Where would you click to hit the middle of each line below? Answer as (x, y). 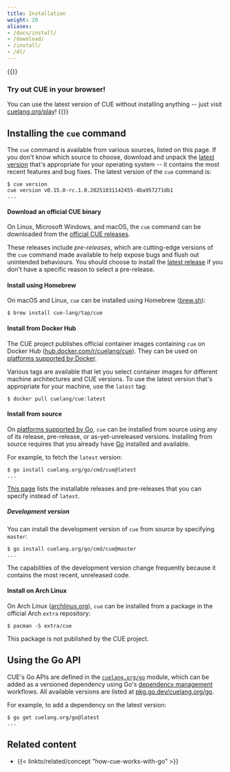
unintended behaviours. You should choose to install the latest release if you (115, 262)
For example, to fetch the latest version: (65, 457)
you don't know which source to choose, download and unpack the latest (111, 157)
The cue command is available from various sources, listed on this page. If (112, 149)
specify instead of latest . (44, 495)
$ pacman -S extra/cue (39, 626)
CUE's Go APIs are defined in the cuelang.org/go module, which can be (108, 677)
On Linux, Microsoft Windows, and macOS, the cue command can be (104, 227)
